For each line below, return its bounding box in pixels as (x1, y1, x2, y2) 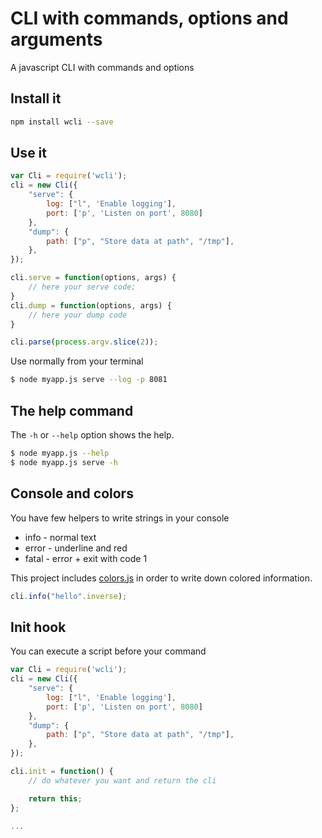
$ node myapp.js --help (10, 448, 110, 458)
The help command (10, 402, 134, 419)
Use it (10, 145, 47, 162)
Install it (10, 90, 62, 107)
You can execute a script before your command (10, 645, 207, 657)
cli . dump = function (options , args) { (10, 300, 172, 311)
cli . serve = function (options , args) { (10, 273, 177, 283)
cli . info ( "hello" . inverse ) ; (10, 591, 128, 601)
